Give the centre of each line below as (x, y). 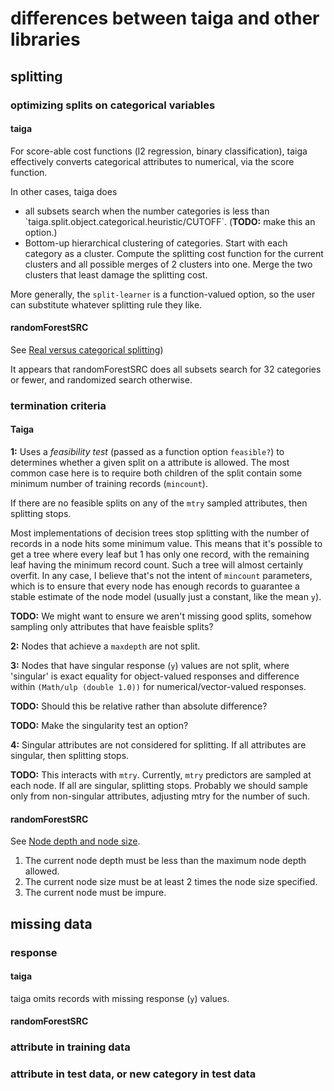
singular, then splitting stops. (70, 756)
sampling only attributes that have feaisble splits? (112, 627)
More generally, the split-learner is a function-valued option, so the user (163, 294)
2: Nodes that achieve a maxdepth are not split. (105, 646)
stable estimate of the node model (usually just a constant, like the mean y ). (166, 597)
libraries (45, 39)
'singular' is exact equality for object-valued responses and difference (155, 676)
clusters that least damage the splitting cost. (116, 274)
